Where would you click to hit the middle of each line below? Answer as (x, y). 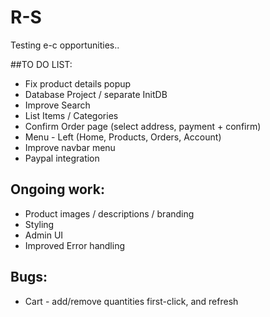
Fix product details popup (78, 83)
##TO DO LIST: (41, 64)
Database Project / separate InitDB (96, 94)
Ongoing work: (57, 189)
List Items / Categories (71, 115)
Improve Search (57, 105)
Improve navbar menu (70, 147)
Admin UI (44, 235)
